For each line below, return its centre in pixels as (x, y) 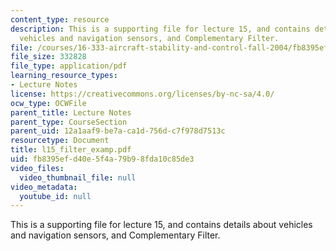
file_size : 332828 (48, 57)
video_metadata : (44, 187)
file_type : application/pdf (69, 66)
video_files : (37, 168)
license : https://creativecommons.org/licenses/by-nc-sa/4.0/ (142, 94)
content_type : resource (60, 19)
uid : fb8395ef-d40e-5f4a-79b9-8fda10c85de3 (102, 159)
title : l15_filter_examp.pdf (71, 150)
